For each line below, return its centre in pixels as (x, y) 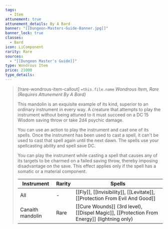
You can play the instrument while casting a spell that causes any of (87, 155)
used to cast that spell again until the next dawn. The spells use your (88, 140)
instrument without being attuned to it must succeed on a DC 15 (83, 114)
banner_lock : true (24, 33)
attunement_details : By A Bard (38, 24)
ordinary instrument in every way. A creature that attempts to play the (89, 109)
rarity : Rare (19, 51)
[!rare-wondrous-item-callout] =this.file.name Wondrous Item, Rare (88, 89)
